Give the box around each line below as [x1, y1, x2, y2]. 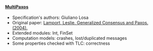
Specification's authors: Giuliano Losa [12, 15, 89, 20]
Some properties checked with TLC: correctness [12, 40, 110, 46]
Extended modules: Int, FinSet [12, 30, 73, 36]
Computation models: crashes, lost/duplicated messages [12, 35, 127, 41]
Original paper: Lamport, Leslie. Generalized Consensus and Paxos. [12, 20, 149, 26]
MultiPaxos [5, 4, 28, 10]
